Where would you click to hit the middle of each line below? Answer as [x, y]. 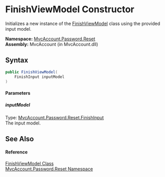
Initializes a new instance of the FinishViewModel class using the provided [83, 23]
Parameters [18, 93]
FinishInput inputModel [40, 77]
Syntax [17, 60]
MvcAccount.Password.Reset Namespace [49, 169]
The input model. [23, 123]
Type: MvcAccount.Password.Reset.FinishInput [55, 117]
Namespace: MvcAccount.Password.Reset [50, 39]
